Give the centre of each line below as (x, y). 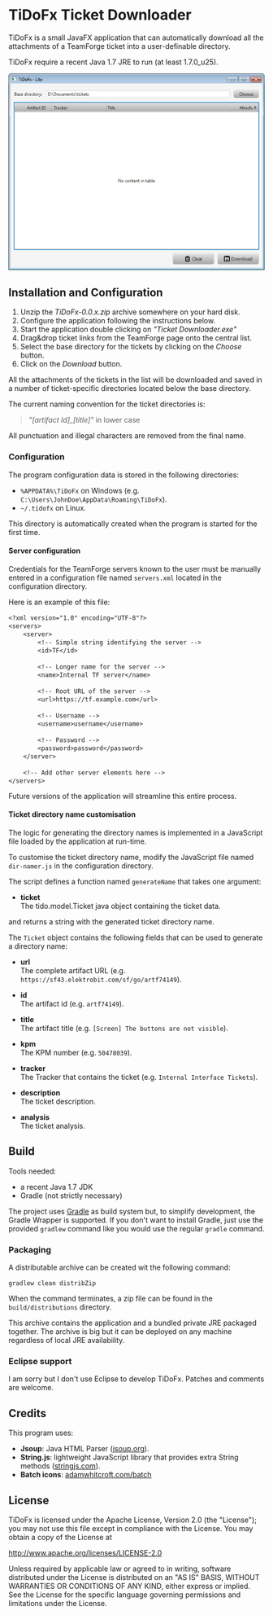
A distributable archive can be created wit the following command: (119, 1267)
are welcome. (31, 1388)
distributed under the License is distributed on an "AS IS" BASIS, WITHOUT (134, 1578)
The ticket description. (58, 1102)
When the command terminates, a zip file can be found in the (111, 1299)
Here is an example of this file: (59, 602)
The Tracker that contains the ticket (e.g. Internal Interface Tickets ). (139, 1077)
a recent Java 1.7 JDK (56, 1187)
